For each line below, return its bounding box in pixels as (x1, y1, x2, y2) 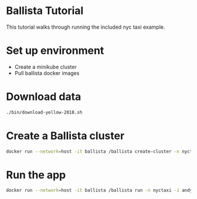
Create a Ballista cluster (6, 129, 125, 142)
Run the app (6, 168, 66, 181)
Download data (6, 90, 81, 104)
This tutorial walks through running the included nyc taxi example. (6, 23, 165, 30)
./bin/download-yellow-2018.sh (6, 109, 83, 115)
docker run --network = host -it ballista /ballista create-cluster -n (6, 148, 180, 155)
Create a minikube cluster (14, 63, 77, 70)
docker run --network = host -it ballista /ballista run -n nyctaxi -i (6, 187, 180, 194)
